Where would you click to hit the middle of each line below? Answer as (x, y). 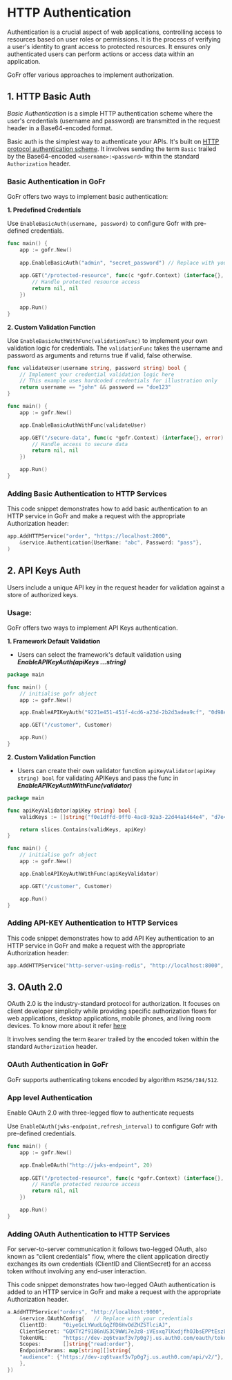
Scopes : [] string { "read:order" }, (77, 1344)
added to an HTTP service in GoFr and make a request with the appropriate (114, 1292)
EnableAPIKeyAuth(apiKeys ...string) (71, 662)
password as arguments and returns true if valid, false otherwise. (100, 355)
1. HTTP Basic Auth (49, 97)
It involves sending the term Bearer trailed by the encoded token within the (113, 1039)
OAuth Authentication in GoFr (58, 1065)
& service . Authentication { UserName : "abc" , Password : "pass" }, (111, 543)
